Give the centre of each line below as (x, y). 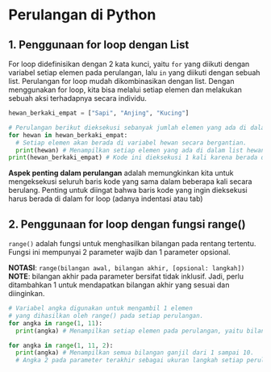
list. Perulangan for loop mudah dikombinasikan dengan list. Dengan (121, 81)
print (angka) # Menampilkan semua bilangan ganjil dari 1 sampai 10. (135, 353)
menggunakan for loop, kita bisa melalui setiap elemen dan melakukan (125, 90)
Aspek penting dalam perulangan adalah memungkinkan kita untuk (121, 173)
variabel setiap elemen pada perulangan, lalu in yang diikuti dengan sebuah (134, 73)
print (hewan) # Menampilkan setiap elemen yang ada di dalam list (129, 150)
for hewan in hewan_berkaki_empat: (68, 135)
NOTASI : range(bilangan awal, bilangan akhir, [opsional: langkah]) (127, 268)
